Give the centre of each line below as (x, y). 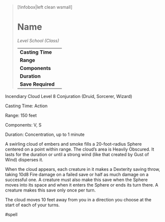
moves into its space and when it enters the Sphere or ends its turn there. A (82, 185)
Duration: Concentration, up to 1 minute (45, 134)
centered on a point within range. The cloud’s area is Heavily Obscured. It (80, 149)
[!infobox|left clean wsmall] (45, 7)
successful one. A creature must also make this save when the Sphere (76, 180)
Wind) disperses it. (24, 159)
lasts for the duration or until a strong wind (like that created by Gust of (77, 154)
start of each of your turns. (33, 205)
